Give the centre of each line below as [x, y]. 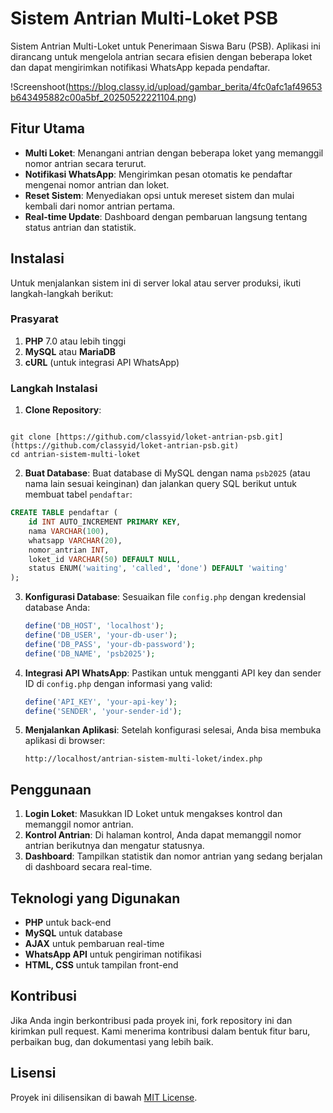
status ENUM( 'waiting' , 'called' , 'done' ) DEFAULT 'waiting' [158, 568]
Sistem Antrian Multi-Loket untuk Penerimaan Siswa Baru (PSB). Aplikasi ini [165, 46]
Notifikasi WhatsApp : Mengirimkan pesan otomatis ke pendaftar [158, 174]
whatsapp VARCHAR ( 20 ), [75, 540]
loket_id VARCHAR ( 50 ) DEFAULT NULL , [105, 559]
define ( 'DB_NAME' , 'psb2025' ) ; [90, 653]
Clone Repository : [63, 410]
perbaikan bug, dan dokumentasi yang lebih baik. [112, 1041]
